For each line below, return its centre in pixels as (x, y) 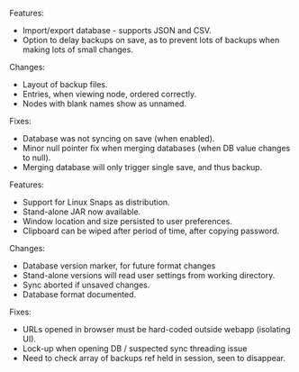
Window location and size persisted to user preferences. (127, 221)
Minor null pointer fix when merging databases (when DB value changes (156, 148)
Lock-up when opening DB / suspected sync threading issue (135, 349)
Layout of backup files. (65, 84)
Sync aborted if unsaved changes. (86, 285)
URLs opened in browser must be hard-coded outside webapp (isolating (156, 329)
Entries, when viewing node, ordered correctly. (109, 94)
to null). (36, 158)
